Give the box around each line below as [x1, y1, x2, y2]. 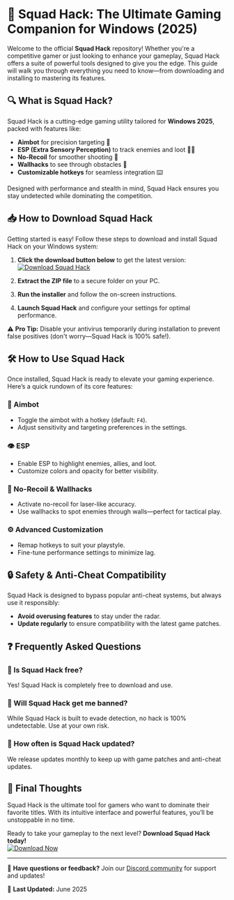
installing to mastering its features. [7, 73, 107, 82]
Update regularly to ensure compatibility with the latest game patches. [17, 620, 221, 628]
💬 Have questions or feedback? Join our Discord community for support [7, 864, 217, 873]
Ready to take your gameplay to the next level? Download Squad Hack [7, 830, 210, 838]
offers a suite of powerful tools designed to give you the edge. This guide [7, 59, 218, 67]
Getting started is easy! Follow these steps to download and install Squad [7, 234, 218, 243]
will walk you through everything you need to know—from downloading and [7, 66, 224, 75]
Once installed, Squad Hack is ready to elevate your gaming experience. [7, 375, 214, 383]
